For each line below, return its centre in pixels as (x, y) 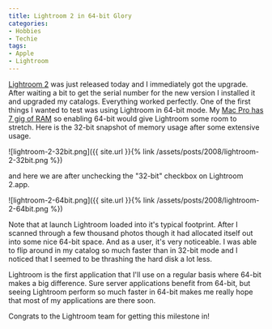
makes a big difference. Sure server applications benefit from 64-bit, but (130, 283)
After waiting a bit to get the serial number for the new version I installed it (132, 92)
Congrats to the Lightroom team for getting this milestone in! (109, 316)
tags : (17, 46)
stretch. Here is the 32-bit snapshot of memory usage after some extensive (134, 127)
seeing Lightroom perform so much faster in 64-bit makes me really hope (131, 292)
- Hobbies (25, 31)
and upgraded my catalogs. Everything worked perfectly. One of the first (130, 101)
